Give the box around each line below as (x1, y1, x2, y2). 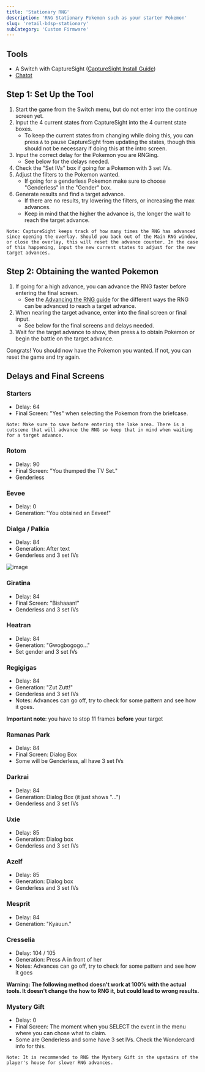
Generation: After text (15, 545, 70, 553)
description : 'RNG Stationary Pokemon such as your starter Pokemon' (6, 15, 188, 21)
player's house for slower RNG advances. (6, 1060, 114, 1066)
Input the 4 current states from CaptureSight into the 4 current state (15, 118, 187, 126)
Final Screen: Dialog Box (15, 751, 78, 758)
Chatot (15, 72, 32, 79)
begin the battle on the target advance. (15, 335, 114, 342)
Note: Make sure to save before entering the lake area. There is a (6, 421, 185, 428)
